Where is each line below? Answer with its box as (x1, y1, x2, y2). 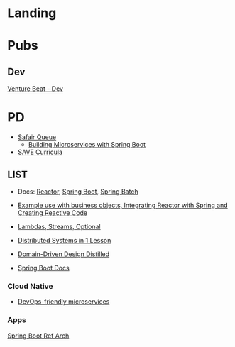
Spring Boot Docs (17, 263, 70, 272)
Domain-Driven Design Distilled (17, 250, 110, 258)
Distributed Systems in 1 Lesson (17, 236, 111, 244)
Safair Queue (17, 133, 57, 141)
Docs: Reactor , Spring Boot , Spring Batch (17, 187, 138, 196)
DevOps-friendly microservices (17, 297, 110, 306)
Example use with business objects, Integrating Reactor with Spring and (17, 201, 229, 209)
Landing (7, 5, 57, 21)
